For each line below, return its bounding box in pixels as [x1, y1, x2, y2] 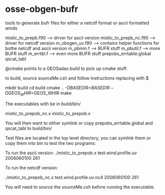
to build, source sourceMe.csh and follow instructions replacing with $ [5, 75, 149, 81]
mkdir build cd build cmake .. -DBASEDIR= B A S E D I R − [5, 84, 114, 90]
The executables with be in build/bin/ [5, 101, 81, 107]
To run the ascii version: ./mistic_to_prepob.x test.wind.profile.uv [5, 150, 137, 156]
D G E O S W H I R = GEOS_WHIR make [5, 90, 72, 97]
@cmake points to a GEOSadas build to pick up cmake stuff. [5, 65, 128, 71]
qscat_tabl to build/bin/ [5, 125, 52, 131]
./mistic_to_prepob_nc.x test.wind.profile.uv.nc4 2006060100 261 [5, 174, 139, 180]
